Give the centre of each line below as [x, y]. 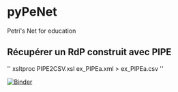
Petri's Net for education [42, 31]
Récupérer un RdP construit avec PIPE [89, 52]
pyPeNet [32, 12]
